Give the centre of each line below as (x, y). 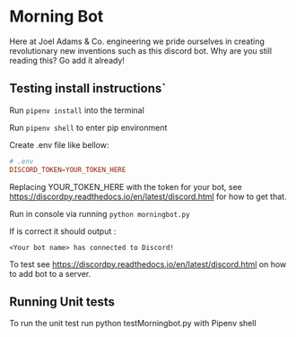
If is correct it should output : (63, 231)
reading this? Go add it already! (67, 60)
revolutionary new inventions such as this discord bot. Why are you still (140, 50)
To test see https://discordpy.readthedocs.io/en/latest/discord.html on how (148, 264)
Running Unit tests (62, 302)
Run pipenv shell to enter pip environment (88, 127)
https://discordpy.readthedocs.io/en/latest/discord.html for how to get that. (148, 196)
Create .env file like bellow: (59, 144)
